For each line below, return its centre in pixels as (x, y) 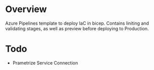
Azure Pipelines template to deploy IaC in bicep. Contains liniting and (77, 23)
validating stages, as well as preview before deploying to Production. (77, 28)
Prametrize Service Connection (45, 63)
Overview (26, 9)
